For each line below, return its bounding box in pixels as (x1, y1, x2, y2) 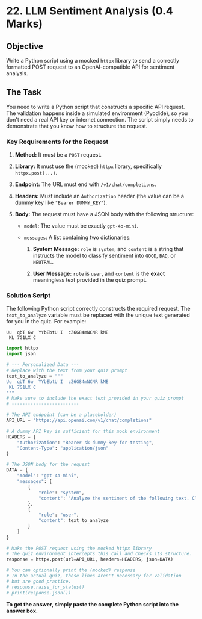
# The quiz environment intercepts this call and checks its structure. (6, 551, 192, 557)
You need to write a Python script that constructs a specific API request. (6, 103, 185, 110)
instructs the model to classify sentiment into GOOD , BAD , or (32, 252, 176, 260)
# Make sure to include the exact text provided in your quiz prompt (6, 396, 185, 402)
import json (6, 351, 36, 357)
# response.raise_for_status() (6, 584, 85, 590)
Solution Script (6, 291, 51, 300)
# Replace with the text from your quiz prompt (6, 367, 128, 374)
